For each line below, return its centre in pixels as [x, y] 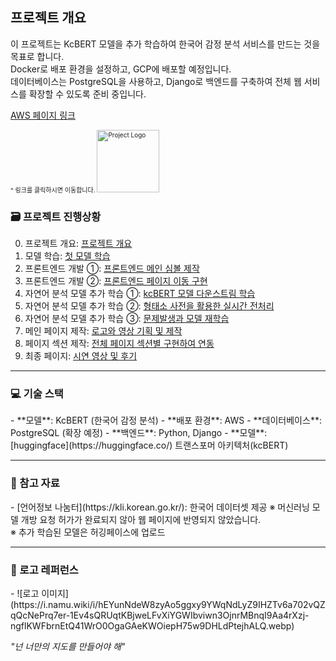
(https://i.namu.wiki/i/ [54, 604]
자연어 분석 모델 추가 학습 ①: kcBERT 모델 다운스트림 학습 [140, 294]
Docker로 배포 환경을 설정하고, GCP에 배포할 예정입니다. [121, 69]
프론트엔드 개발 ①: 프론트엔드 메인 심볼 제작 [112, 269]
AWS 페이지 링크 [43, 115]
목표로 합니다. [37, 56]
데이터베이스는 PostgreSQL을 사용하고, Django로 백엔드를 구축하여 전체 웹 [156, 81]
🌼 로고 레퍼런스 [44, 570]
